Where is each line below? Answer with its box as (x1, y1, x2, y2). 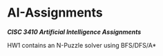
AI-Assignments (7, 5, 103, 21)
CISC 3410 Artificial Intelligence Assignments (7, 28, 142, 36)
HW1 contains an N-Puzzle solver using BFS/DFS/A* (7, 41, 157, 49)
